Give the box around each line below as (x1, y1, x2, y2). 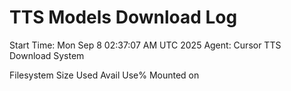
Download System (9, 49, 85, 61)
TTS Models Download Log (9, 6, 238, 29)
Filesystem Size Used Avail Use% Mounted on (9, 69, 200, 81)
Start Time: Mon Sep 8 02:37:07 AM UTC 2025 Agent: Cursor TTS (9, 39, 282, 51)
